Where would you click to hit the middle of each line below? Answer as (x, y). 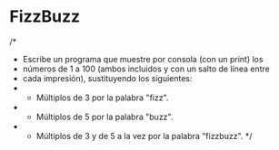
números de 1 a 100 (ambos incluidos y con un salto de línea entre (146, 69)
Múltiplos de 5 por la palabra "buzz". (105, 117)
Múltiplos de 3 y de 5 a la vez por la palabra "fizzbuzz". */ (144, 136)
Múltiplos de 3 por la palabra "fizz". (102, 98)
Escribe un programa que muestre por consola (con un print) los (143, 59)
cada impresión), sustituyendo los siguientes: (107, 78)
